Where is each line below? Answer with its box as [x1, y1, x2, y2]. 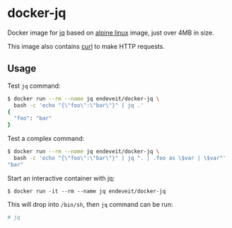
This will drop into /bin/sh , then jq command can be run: [7, 200, 173, 208]
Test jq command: [7, 81, 61, 90]
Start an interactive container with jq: [7, 173, 115, 182]
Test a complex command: [7, 135, 85, 143]
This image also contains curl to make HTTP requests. [7, 42, 165, 50]
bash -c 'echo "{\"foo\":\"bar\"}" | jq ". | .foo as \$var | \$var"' [13, 154, 226, 161]
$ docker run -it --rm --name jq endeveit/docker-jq [7, 188, 166, 195]
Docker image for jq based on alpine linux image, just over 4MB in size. [7, 28, 214, 37]
